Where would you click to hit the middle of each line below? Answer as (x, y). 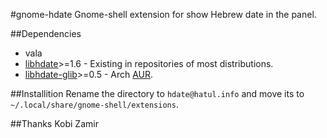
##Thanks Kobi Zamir (54, 123)
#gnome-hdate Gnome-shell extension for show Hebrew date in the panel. (163, 14)
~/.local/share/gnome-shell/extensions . (94, 104)
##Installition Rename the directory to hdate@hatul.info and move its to (157, 93)
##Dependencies (46, 33)
